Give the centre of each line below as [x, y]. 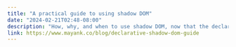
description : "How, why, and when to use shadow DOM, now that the [108, 26]
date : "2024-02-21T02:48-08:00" [54, 20]
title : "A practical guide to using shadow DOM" [80, 13]
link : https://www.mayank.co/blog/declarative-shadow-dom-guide [103, 33]
